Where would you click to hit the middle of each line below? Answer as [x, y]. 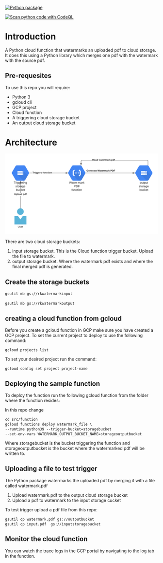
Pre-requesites [28, 76]
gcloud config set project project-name [47, 369]
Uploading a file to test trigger [51, 469]
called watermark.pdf [26, 486]
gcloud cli [22, 102]
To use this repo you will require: [38, 87]
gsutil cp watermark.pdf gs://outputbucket [50, 519]
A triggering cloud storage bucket [46, 117]
